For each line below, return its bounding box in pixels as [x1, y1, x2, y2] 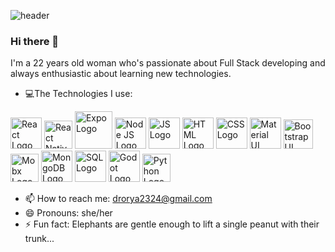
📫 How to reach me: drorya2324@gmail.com [24, 193, 213, 205]
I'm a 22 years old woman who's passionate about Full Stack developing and [10, 57, 326, 69]
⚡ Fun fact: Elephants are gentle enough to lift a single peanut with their [24, 218, 320, 230]
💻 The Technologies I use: [24, 88, 133, 100]
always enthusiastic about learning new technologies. [10, 68, 232, 80]
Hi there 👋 [10, 34, 60, 48]
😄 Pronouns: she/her [24, 207, 113, 219]
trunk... [24, 233, 55, 245]
